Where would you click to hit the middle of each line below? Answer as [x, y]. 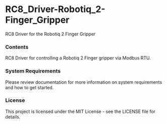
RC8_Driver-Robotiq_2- [55, 9]
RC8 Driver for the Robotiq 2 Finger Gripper [50, 34]
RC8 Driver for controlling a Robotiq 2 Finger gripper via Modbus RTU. [78, 58]
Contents [17, 47]
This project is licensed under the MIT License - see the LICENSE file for [80, 111]
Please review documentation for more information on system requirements [84, 82]
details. [13, 116]
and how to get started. [30, 87]
